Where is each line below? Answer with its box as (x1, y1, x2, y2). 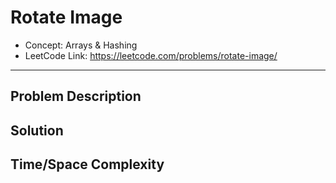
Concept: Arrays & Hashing (24, 39, 138, 51)
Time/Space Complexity (10, 156, 165, 173)
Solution (10, 122, 64, 139)
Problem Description (10, 88, 142, 105)
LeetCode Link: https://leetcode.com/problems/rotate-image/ (24, 49, 278, 61)
